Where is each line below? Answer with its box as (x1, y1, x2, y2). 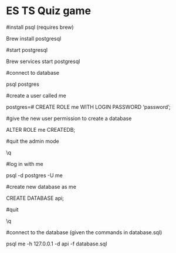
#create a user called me (6, 92, 66, 99)
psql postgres (6, 81, 39, 88)
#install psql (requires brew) (6, 24, 75, 31)
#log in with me (6, 160, 43, 167)
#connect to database (6, 69, 60, 76)
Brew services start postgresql (6, 58, 80, 65)
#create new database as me (6, 183, 76, 190)
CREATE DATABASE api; (6, 194, 65, 201)
